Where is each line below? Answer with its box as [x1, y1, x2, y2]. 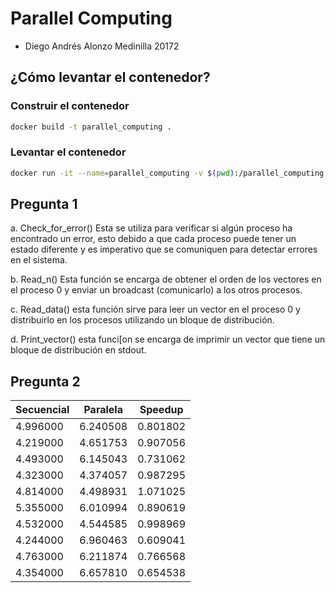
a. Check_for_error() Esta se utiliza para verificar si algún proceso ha [10, 222, 293, 234]
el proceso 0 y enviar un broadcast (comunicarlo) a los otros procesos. [10, 284, 303, 296]
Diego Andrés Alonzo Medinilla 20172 [24, 40, 180, 52]
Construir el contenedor [10, 99, 130, 113]
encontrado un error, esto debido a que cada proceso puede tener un [10, 233, 297, 245]
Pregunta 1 [10, 196, 78, 213]
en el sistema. [10, 254, 68, 266]
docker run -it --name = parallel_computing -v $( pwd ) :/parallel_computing [10, 168, 325, 178]
